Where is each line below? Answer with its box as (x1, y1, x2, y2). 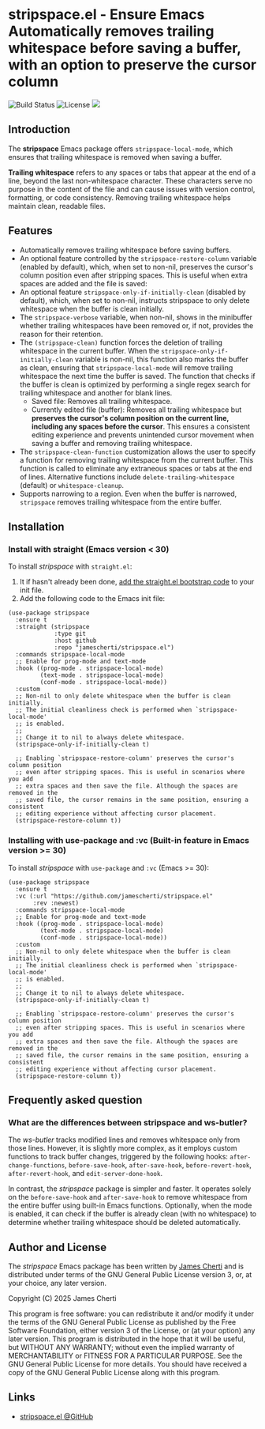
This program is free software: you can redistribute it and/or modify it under (8, 1309, 254, 1318)
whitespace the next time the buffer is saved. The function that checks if (19, 371, 256, 380)
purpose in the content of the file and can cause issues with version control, (8, 184, 256, 194)
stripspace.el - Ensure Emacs (8, 6, 205, 24)
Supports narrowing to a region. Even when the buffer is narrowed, (19, 489, 237, 498)
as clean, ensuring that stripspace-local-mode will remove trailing (19, 362, 233, 372)
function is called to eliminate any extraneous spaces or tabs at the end (19, 463, 252, 473)
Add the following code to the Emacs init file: (19, 594, 166, 603)
